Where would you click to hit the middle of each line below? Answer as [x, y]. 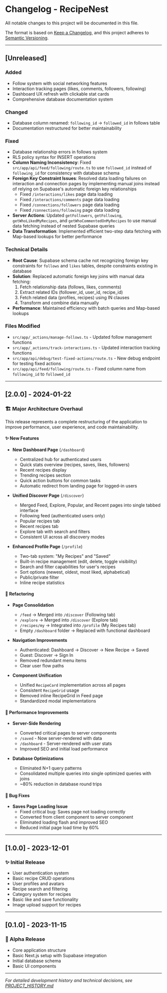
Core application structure [39, 950]
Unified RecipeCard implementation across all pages [73, 685]
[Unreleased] [26, 58]
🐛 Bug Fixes [17, 795]
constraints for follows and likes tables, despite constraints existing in [85, 265]
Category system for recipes [42, 894]
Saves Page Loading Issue [40, 807]
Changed [17, 112]
